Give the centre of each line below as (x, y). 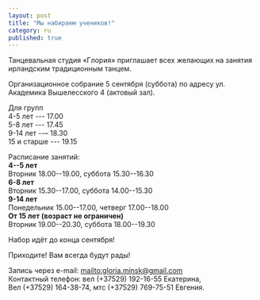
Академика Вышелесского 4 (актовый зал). (82, 93)
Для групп (26, 108)
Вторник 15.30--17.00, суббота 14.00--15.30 (80, 190)
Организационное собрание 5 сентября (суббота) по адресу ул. (117, 84)
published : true (35, 38)
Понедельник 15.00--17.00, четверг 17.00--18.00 (88, 208)
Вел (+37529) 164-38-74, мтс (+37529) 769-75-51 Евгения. (106, 287)
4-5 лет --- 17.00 (36, 117)
